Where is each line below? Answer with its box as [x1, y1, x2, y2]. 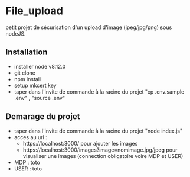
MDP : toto [14, 159, 41, 166]
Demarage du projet [5, 111, 80, 122]
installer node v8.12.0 [14, 63, 66, 70]
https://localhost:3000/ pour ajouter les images [22, 140, 138, 147]
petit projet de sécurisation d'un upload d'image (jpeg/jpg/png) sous [5, 24, 172, 31]
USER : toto [14, 165, 42, 172]
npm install [14, 75, 41, 82]
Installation [5, 47, 48, 57]
